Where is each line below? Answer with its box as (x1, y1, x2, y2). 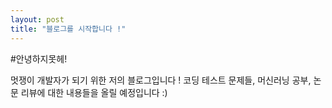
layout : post (10, 14, 65, 25)
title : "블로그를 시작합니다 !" (10, 24, 127, 34)
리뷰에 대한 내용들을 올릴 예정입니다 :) (20, 86, 168, 98)
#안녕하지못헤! (10, 52, 68, 65)
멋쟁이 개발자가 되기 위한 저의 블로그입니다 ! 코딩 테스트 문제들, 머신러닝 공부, (10, 74, 312, 86)
